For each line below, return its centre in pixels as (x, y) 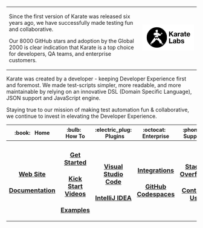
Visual (113, 167)
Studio (114, 174)
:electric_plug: (113, 129)
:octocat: (154, 129)
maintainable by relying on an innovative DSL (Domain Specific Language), (99, 92)
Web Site (32, 174)
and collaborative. (31, 29)
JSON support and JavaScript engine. (53, 98)
